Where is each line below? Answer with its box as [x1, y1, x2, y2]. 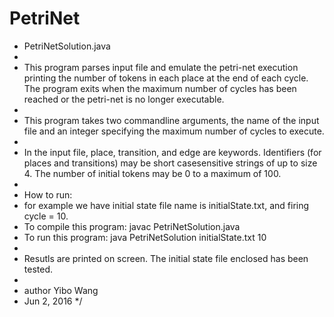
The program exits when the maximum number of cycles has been [23, 82, 297, 94]
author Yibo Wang [23, 284, 99, 296]
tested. [23, 263, 54, 275]
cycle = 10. [23, 210, 69, 222]
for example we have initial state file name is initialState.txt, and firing [23, 199, 310, 211]
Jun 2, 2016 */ [23, 295, 83, 307]
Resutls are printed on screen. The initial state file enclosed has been [23, 252, 309, 264]
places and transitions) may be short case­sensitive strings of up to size [23, 157, 318, 169]
